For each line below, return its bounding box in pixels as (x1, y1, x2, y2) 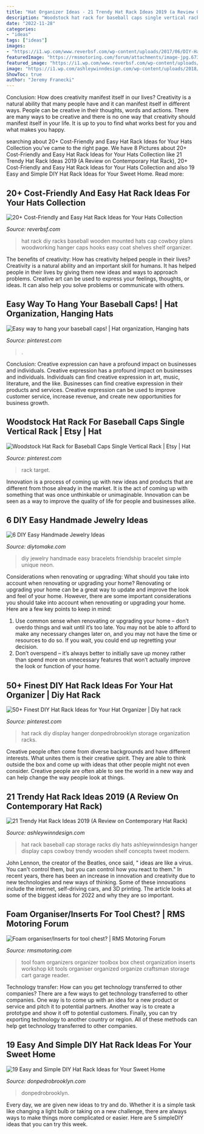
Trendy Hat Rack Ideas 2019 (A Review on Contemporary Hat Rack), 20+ (6, 157, 188, 165)
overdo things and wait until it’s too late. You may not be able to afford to (15, 624, 197, 631)
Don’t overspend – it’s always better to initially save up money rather (15, 650, 186, 657)
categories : (6, 26, 36, 32)
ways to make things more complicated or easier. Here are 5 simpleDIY (6, 1114, 184, 1121)
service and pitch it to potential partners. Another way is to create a (6, 1002, 175, 1010)
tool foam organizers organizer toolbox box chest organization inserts (21, 958, 195, 966)
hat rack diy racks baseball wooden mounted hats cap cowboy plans (21, 237, 193, 244)
